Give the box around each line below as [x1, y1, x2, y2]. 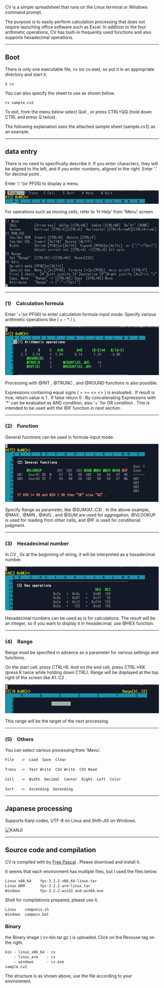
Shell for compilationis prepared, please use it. [5, 897, 99, 903]
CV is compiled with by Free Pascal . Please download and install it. [5, 859, 141, 864]
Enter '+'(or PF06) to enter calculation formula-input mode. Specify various [5, 311, 156, 318]
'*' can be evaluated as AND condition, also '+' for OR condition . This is [5, 399, 150, 406]
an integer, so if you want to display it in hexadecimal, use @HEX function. [5, 620, 155, 626]
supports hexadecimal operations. [5, 34, 74, 40]
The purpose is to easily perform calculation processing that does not [5, 19, 145, 25]
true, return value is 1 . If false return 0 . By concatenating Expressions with [5, 395, 156, 400]
